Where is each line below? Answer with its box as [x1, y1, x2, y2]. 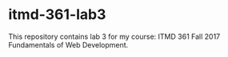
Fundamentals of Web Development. [8, 40, 129, 49]
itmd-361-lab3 [8, 6, 106, 24]
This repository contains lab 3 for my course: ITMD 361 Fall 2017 [8, 32, 221, 41]
